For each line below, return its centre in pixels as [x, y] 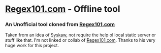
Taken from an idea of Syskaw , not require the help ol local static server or [80, 35]
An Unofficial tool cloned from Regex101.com [60, 25]
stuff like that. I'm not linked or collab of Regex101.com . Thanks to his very [80, 40]
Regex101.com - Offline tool [63, 9]
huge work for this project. [32, 46]
